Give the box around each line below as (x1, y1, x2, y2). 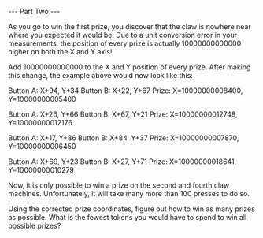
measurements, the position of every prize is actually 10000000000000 (8, 39, 242, 48)
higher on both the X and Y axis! (8, 47, 113, 56)
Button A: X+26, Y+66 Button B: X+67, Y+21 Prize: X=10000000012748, (8, 110, 238, 119)
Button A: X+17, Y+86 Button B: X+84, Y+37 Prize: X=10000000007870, (8, 133, 239, 143)
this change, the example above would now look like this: (8, 71, 193, 80)
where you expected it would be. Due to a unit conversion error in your (8, 31, 238, 39)
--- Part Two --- (8, 7, 61, 16)
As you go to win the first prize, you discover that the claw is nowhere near (8, 22, 252, 31)
